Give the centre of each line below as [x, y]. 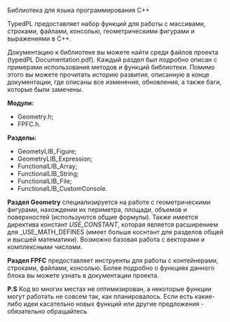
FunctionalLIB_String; [48, 174]
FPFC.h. [29, 124]
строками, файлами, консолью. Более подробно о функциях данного [111, 268]
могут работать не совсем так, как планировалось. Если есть [100, 296]
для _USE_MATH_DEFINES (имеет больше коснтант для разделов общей [115, 232]
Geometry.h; [35, 116]
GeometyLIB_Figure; [47, 151]
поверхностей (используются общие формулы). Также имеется [103, 217]
